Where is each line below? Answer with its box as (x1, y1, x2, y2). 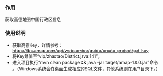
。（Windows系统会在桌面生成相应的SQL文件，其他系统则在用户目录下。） (12, 65, 161, 72)
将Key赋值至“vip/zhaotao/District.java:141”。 (12, 53, 102, 59)
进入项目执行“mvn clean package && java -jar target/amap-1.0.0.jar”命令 (12, 59, 159, 65)
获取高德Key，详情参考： (12, 42, 63, 48)
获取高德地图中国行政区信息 (5, 16, 61, 23)
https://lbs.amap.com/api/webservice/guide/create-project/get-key (12, 48, 149, 53)
